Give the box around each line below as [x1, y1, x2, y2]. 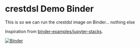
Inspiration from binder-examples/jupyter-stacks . [5, 28, 103, 34]
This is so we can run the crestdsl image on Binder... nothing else [5, 19, 135, 25]
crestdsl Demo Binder [5, 3, 94, 14]
